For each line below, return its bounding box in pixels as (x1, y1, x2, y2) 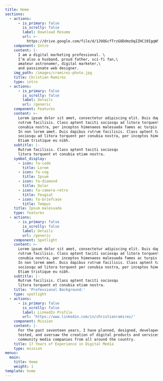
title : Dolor (22, 183, 49, 188)
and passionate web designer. (17, 66, 79, 71)
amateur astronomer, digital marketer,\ (17, 61, 101, 66)
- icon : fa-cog (17, 170, 49, 175)
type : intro (14, 79, 38, 84)
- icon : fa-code (17, 161, 51, 166)
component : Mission (14, 319, 53, 324)
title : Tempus (22, 201, 51, 207)
